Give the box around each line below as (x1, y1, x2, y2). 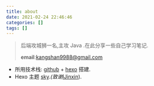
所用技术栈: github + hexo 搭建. (14, 66, 91, 73)
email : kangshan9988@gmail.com (20, 54, 103, 61)
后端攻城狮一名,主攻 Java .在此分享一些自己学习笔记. (20, 42, 149, 49)
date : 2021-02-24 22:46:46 (6, 14, 73, 20)
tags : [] (6, 25, 28, 31)
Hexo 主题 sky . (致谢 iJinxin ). (14, 73, 82, 80)
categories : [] (6, 19, 44, 25)
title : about (6, 8, 38, 15)
